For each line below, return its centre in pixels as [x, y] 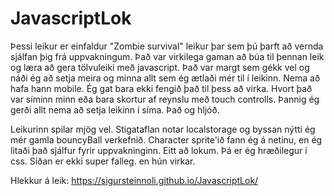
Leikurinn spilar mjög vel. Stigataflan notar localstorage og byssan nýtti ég [163, 129]
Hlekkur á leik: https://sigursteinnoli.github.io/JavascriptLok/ [134, 180]
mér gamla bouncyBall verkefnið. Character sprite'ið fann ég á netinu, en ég [166, 139]
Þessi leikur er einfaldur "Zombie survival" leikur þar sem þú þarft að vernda [167, 46]
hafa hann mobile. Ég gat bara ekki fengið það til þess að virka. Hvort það [161, 88]
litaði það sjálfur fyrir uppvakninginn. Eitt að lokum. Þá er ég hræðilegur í [159, 150]
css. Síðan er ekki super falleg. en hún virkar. [103, 161]
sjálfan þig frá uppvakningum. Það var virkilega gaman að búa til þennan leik [167, 56]
